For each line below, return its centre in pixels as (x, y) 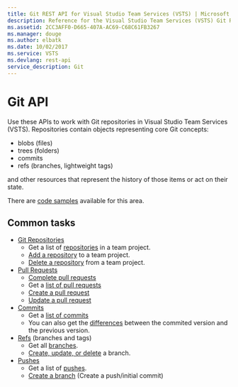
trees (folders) (39, 151)
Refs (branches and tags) (55, 338)
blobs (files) (35, 143)
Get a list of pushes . (57, 368)
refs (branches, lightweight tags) (65, 165)
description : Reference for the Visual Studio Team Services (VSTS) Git (117, 21)
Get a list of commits (58, 315)
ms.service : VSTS (33, 54)
